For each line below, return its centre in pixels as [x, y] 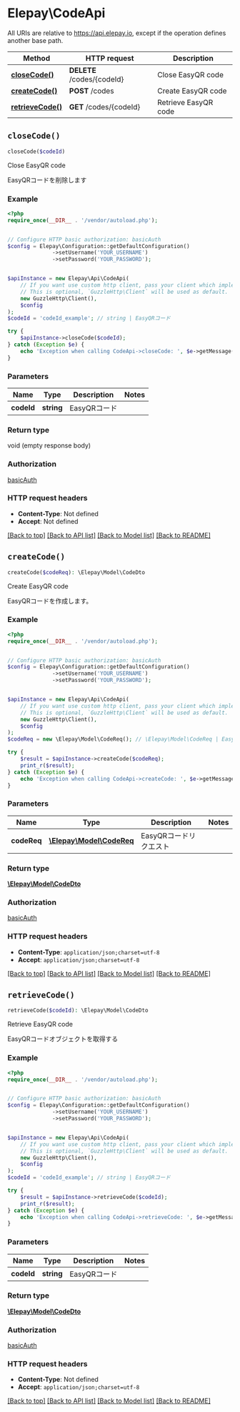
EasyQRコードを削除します [47, 179]
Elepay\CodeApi [56, 13]
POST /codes [91, 91]
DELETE [82, 70]
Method [37, 58]
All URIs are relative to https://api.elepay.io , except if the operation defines [117, 33]
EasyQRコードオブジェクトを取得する [63, 1039]
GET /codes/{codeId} [105, 107]
